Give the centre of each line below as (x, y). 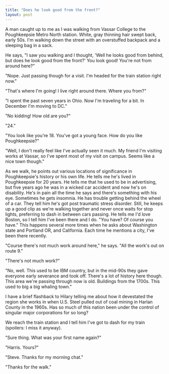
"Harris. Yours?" (22, 347)
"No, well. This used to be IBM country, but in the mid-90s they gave (76, 270)
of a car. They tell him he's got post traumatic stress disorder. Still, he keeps (84, 203)
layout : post (19, 15)
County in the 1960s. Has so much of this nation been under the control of (82, 307)
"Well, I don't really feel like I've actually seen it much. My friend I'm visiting (84, 150)
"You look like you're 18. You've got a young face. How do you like (74, 135)
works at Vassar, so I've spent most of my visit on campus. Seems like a (80, 156)
